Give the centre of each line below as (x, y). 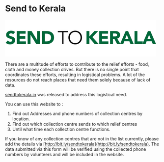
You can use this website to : (34, 104)
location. (21, 119)
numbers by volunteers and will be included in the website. (65, 154)
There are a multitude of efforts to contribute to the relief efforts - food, (77, 64)
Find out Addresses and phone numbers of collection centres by (77, 113)
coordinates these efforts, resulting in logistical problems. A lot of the (75, 75)
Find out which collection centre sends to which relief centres (75, 124)
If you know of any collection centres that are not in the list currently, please (82, 138)
